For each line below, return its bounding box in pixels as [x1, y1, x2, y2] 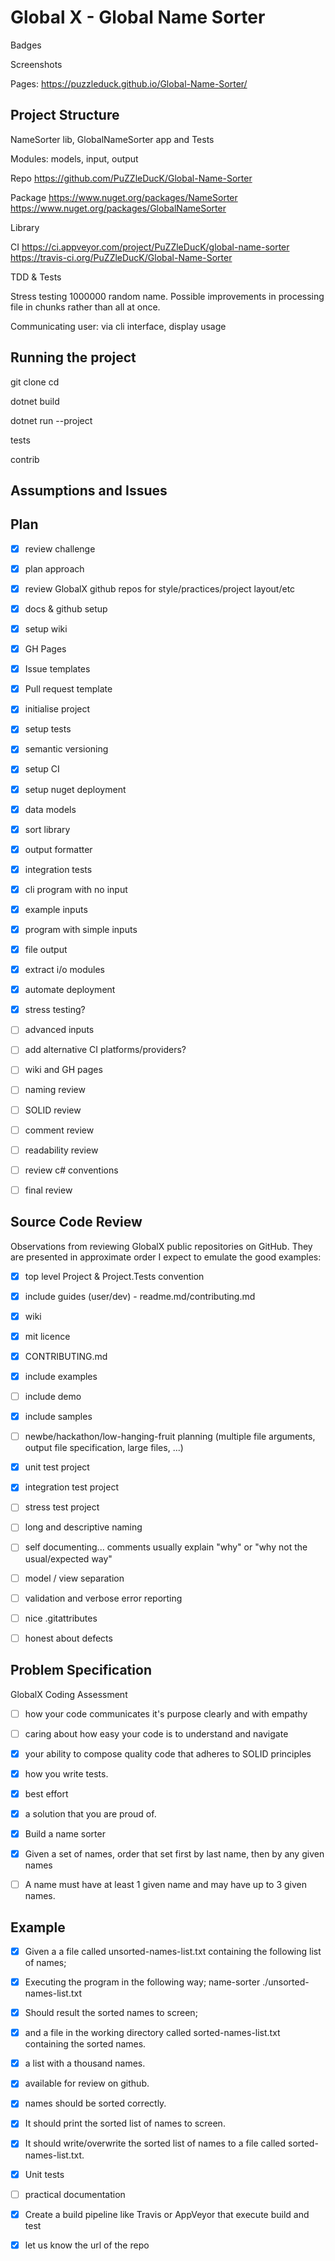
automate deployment [24, 984, 116, 996]
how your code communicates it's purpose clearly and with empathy [24, 1707, 308, 1720]
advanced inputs [24, 1024, 95, 1036]
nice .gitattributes [24, 1612, 98, 1624]
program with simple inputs [24, 923, 138, 935]
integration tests [24, 863, 93, 875]
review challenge [24, 542, 96, 555]
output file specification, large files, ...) [24, 1442, 184, 1454]
